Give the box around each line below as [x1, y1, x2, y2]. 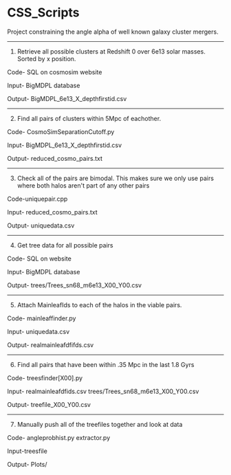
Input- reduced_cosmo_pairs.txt [7, 208, 98, 216]
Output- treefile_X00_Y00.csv [7, 400, 91, 408]
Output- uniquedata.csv [7, 221, 75, 230]
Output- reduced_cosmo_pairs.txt [7, 154, 103, 162]
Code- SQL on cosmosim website [7, 67, 102, 76]
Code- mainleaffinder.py [7, 314, 76, 322]
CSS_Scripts [7, 5, 80, 21]
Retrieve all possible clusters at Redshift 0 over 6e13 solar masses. [16, 47, 206, 56]
